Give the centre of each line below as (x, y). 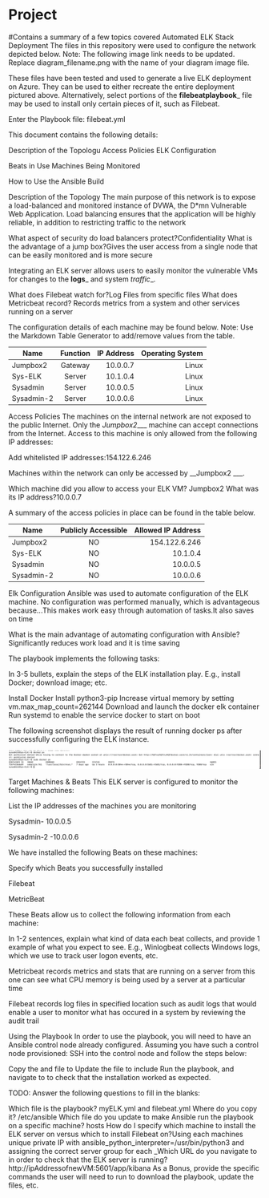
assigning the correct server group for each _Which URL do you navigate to (133, 1151)
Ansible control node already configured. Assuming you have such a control (133, 1045)
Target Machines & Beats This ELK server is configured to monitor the (123, 782)
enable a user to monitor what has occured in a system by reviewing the (127, 1013)
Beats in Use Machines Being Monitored (74, 165)
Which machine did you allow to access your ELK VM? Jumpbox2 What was (133, 488)
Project (33, 15)
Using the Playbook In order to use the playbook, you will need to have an (130, 1037)
